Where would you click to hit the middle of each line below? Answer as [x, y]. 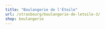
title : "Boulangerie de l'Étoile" [42, 10]
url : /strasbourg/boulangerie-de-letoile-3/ [53, 14]
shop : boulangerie [24, 19]
